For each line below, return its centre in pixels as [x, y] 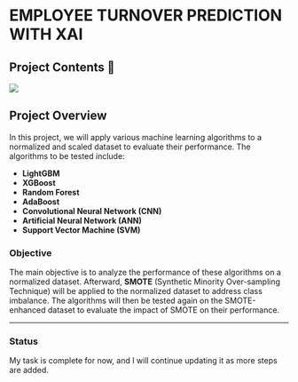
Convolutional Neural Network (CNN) [92, 211]
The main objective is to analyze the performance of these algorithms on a [145, 273]
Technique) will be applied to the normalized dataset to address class [136, 291]
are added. [29, 370]
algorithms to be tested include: [67, 155]
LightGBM [41, 173]
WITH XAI [46, 34]
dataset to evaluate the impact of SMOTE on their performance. [164, 310]
